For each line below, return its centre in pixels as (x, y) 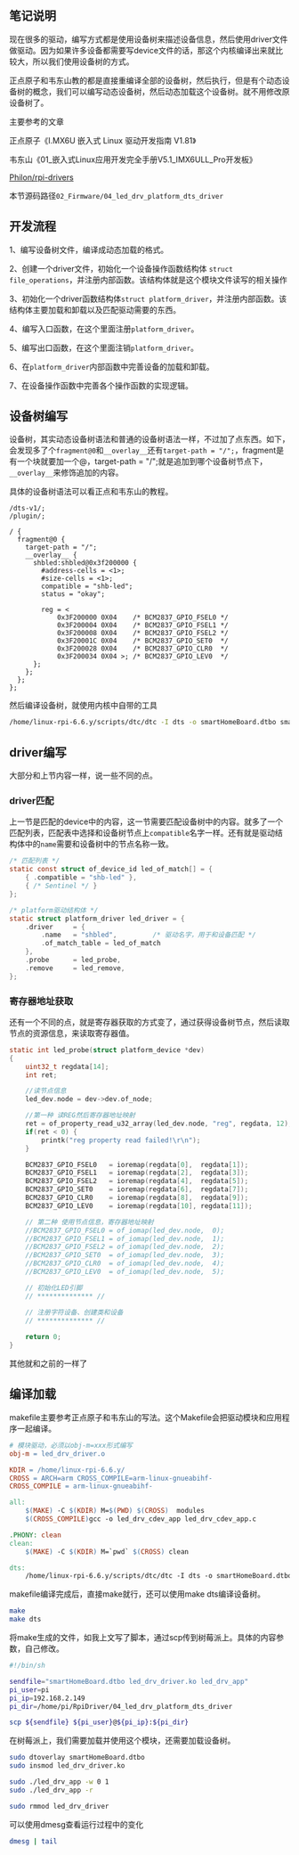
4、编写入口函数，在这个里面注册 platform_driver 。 (104, 329)
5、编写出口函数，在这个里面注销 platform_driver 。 (104, 347)
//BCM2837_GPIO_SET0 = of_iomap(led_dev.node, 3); (125, 1255)
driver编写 (38, 752)
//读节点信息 (46, 1091)
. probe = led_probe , (73, 960)
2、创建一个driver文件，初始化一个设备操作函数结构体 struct (121, 268)
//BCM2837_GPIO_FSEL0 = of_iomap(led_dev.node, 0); (125, 1230)
